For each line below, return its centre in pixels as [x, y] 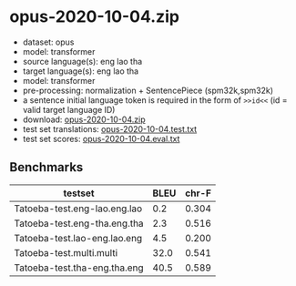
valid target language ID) [69, 109]
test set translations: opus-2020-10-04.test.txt [110, 128]
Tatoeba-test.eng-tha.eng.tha [79, 223]
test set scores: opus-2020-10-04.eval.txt [101, 138]
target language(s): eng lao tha [81, 71]
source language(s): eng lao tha [82, 61]
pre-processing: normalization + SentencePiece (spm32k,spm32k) [148, 90]
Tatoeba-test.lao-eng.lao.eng [78, 238]
